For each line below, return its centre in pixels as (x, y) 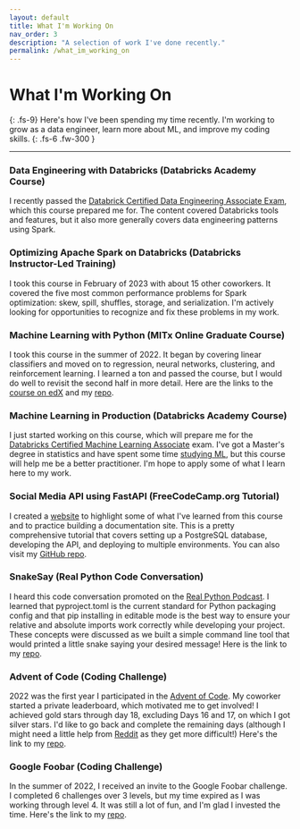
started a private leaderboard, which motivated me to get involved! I (134, 706)
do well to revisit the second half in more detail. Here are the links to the (142, 383)
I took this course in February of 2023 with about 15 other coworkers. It (140, 283)
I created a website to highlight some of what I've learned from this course (146, 516)
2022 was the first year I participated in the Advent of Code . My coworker (145, 696)
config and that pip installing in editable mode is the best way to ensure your (150, 615)
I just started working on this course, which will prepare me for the (131, 436)
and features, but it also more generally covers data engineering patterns (144, 220)
